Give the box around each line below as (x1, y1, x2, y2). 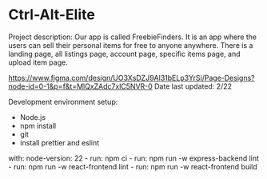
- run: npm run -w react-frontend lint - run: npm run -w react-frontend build (8, 161, 257, 171)
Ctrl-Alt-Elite (8, 6, 96, 24)
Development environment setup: (8, 97, 118, 106)
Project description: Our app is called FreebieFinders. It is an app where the (8, 32, 257, 42)
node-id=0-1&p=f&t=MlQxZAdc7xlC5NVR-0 (8, 82, 153, 91)
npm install (19, 121, 57, 130)
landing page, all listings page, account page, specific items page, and (8, 49, 241, 58)
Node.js (19, 112, 46, 121)
